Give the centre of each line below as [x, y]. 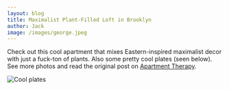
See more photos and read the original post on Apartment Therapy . [102, 66]
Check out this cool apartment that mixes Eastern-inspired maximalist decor [114, 52]
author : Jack [26, 26]
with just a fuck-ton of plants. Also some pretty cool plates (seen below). [110, 59]
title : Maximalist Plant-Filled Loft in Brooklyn [80, 20]
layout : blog [26, 13]
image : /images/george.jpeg [47, 32]
